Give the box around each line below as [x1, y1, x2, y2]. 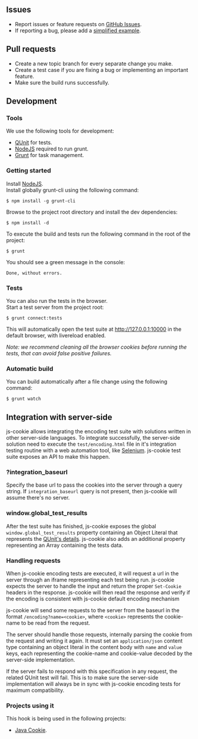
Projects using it [6, 702, 55, 710]
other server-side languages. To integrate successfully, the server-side [6, 434, 180, 441]
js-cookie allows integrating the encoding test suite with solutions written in [6, 428, 191, 435]
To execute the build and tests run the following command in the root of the [6, 230, 191, 237]
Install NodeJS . [6, 180, 43, 187]
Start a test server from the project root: [6, 303, 104, 311]
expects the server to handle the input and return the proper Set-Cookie [6, 583, 182, 590]
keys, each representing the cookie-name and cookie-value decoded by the [6, 650, 193, 657]
